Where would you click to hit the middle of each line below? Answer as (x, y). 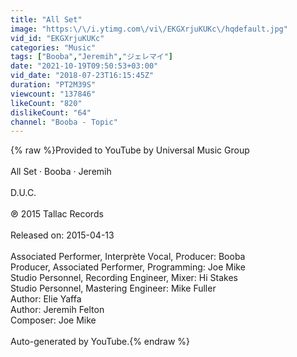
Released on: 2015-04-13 (62, 235)
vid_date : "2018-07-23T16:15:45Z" (82, 76)
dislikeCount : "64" (51, 112)
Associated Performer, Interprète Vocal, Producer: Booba (128, 257)
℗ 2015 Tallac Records (57, 214)
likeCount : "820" (46, 103)
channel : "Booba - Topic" (64, 122)
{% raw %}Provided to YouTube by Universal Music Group (130, 150)
